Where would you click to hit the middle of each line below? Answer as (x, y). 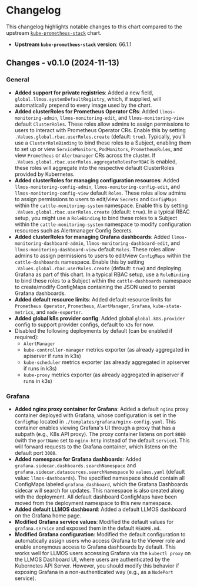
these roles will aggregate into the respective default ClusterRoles (94, 168)
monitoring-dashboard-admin (49, 243)
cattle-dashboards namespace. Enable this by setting (79, 262)
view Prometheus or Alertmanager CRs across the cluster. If (85, 155)
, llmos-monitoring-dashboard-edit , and (132, 243)
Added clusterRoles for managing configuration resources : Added (97, 180)
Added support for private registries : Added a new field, (84, 93)
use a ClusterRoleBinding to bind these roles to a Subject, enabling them (103, 143)
